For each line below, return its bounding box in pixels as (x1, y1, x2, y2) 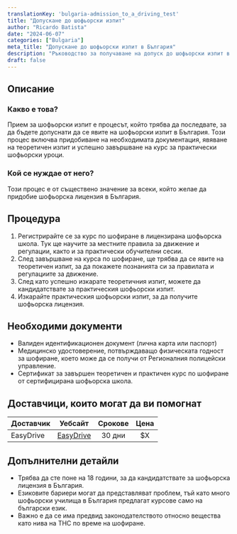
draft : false (7, 57, 46, 64)
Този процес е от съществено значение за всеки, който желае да (7, 184, 207, 193)
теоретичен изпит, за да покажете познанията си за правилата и (17, 262, 214, 270)
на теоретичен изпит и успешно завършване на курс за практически (7, 143, 217, 151)
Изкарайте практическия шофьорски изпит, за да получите (17, 292, 198, 301)
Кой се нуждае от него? (7, 169, 94, 178)
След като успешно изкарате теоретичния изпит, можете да (17, 277, 201, 285)
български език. (17, 503, 67, 512)
